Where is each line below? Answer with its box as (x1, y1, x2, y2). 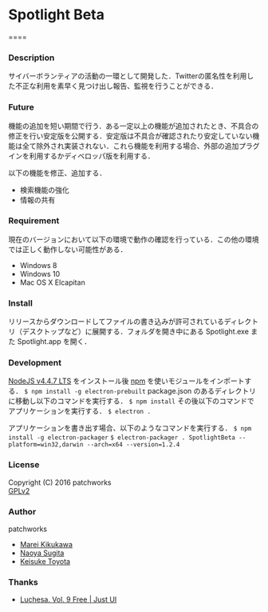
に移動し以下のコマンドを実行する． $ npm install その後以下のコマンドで (8, 396, 254, 406)
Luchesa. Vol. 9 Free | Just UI (19, 594, 117, 605)
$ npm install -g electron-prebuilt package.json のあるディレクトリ (23, 386, 257, 396)
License (8, 459, 40, 470)
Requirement (8, 215, 60, 226)
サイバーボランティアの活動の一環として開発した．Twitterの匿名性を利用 (8, 71, 247, 81)
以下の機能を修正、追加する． (8, 168, 106, 178)
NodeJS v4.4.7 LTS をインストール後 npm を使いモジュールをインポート (8, 376, 245, 386)
